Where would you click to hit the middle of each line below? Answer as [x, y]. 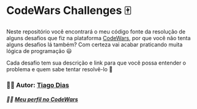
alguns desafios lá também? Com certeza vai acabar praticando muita [95, 44]
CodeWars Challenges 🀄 [69, 11]
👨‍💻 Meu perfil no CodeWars [42, 99]
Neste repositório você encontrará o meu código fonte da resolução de [96, 31]
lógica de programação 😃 [39, 51]
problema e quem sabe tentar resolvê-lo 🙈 [60, 69]
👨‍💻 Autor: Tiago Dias [38, 85]
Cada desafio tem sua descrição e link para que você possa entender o [96, 63]
